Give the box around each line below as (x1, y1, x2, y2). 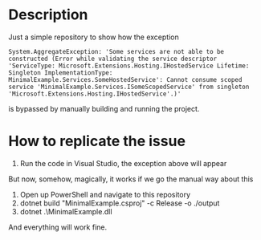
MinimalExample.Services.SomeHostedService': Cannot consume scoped (8, 75, 243, 83)
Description (8, 6, 88, 24)
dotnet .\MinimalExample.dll (19, 206, 112, 216)
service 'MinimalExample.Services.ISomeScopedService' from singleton (8, 83, 250, 91)
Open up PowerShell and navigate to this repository (19, 189, 191, 199)
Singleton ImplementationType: (8, 68, 113, 77)
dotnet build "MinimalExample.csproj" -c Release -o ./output (19, 198, 220, 208)
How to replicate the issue (8, 132, 186, 150)
